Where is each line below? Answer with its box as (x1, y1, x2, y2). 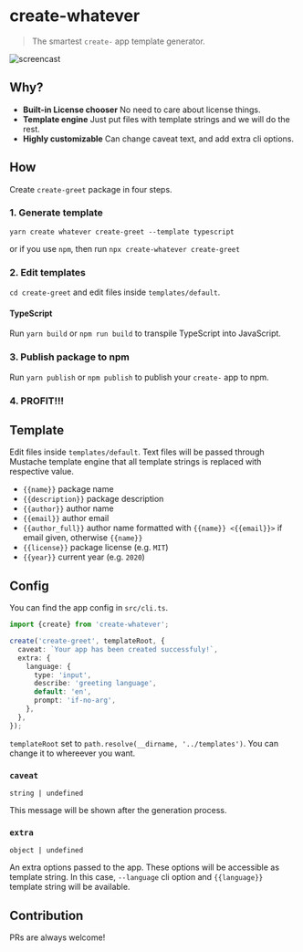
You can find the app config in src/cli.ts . (9, 602, 169, 613)
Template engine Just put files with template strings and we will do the (22, 113, 290, 124)
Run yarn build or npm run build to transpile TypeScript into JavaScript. (9, 328, 281, 339)
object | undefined (9, 846, 84, 855)
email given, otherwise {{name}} (22, 532, 143, 543)
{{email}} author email (22, 513, 110, 524)
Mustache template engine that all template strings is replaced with (9, 456, 262, 467)
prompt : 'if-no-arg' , (33, 696, 117, 706)
